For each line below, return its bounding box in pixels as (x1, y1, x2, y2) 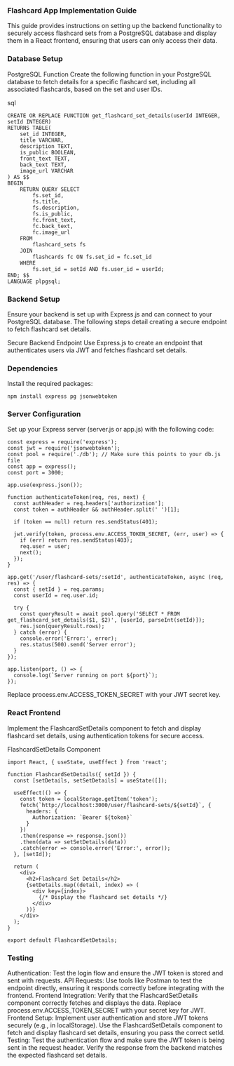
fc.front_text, (32, 216, 77, 223)
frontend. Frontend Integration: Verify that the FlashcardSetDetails (7, 992, 198, 1000)
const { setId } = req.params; (13, 586, 105, 593)
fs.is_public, (32, 210, 74, 218)
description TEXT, (20, 142, 74, 149)
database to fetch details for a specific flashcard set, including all (7, 77, 196, 86)
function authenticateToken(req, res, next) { (7, 494, 146, 501)
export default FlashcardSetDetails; (7, 936, 118, 944)
